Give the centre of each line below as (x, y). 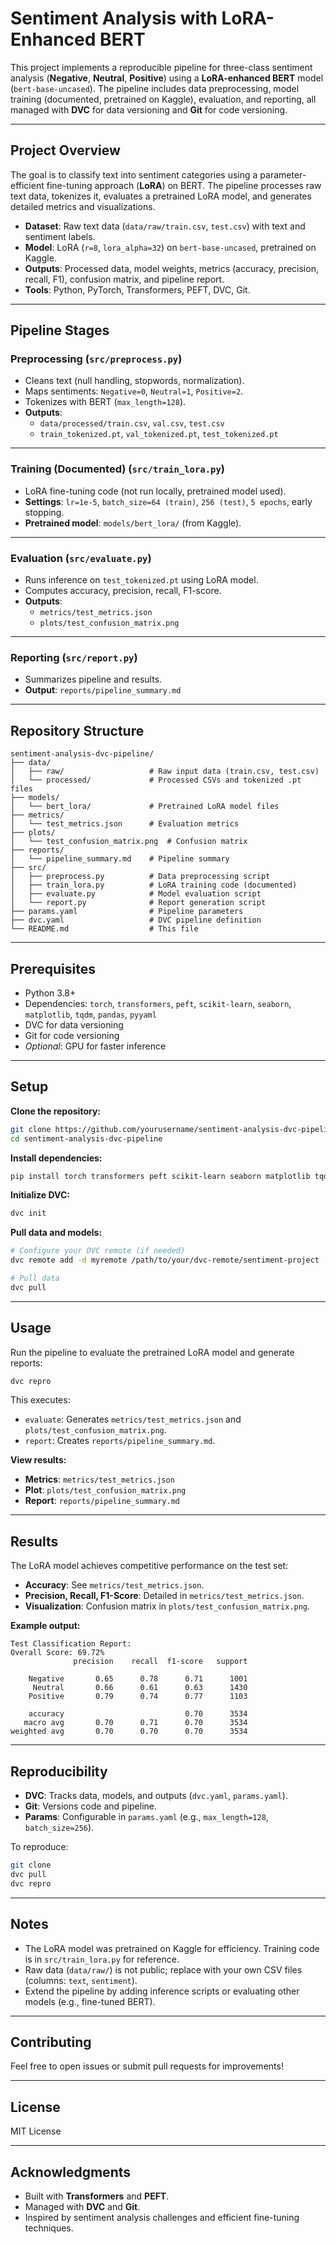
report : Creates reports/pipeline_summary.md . (120, 1441)
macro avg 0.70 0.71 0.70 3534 (135, 1723)
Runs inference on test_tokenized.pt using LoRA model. (141, 580)
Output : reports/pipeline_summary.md (103, 690)
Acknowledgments (71, 2172)
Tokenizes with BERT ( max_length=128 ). (105, 402)
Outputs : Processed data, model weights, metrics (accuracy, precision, (171, 268)
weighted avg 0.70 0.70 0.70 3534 (129, 1732)
